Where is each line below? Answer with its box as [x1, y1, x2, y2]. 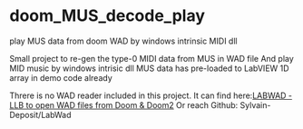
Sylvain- [239, 99, 271, 110]
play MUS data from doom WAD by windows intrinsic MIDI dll [9, 35, 238, 46]
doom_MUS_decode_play [9, 5, 206, 26]
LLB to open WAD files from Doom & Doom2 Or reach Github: [9, 99, 239, 110]
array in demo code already [9, 72, 113, 83]
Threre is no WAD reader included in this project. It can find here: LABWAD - [9, 90, 293, 101]
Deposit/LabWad [9, 109, 72, 120]
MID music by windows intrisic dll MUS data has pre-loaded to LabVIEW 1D [9, 63, 289, 74]
